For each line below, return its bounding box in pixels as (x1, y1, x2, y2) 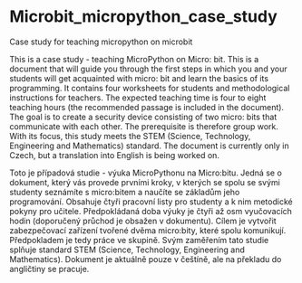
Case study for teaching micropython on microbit (9, 36, 193, 47)
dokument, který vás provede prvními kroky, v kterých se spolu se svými (9, 176, 281, 187)
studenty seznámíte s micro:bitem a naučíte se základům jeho (9, 186, 240, 197)
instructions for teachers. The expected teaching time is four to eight (9, 92, 267, 103)
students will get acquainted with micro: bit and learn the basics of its (9, 72, 269, 83)
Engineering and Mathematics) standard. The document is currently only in (9, 140, 290, 151)
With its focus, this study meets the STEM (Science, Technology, (9, 130, 251, 141)
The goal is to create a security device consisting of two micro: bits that (9, 111, 278, 122)
